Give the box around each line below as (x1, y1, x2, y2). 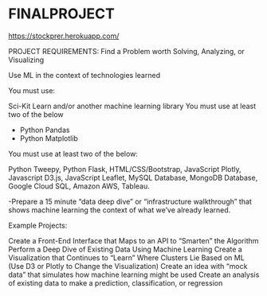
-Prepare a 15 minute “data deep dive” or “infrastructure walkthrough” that (8, 197, 253, 206)
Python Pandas (19, 125, 70, 134)
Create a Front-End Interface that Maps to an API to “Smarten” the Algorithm (8, 236, 259, 245)
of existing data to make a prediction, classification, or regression (8, 278, 223, 287)
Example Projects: (8, 220, 68, 230)
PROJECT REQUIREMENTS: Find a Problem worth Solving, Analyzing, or (8, 46, 245, 56)
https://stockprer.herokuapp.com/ (8, 31, 120, 41)
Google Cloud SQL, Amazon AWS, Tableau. (8, 181, 150, 191)
